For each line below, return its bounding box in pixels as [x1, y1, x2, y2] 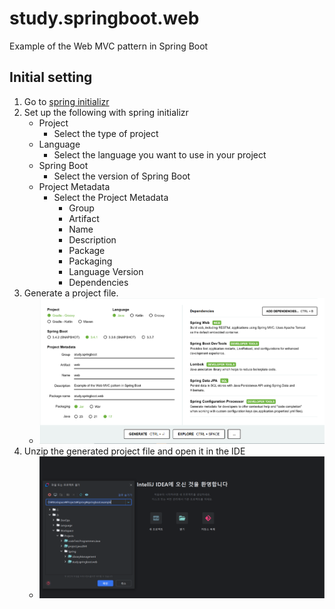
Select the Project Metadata [53, 191, 169, 203]
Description [68, 233, 117, 246]
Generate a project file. [23, 287, 119, 299]
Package [68, 244, 106, 256]
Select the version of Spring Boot [53, 170, 191, 182]
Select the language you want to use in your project [53, 148, 267, 161]
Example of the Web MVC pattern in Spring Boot [9, 40, 209, 52]
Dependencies [68, 276, 129, 288]
